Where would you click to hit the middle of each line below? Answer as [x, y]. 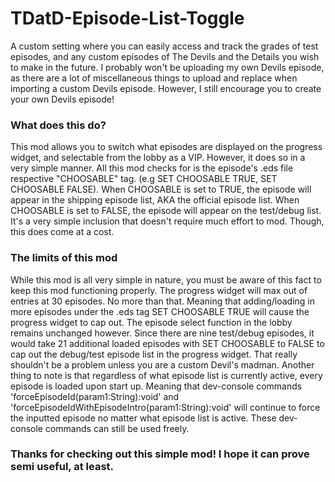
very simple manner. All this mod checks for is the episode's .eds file [152, 168]
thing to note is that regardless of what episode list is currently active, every [166, 375]
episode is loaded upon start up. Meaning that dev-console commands [156, 386]
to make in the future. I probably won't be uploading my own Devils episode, [167, 67]
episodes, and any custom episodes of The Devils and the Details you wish [165, 56]
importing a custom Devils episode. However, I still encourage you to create [166, 88]
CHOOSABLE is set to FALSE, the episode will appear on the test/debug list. [166, 211]
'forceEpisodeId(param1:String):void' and [95, 396]
